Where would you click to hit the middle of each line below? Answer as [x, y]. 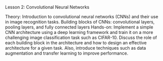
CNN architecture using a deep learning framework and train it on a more [79, 32]
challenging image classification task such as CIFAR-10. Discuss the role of [81, 37]
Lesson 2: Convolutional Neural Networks [47, 7]
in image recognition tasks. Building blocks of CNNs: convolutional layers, [80, 22]
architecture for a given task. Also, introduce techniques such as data [76, 48]
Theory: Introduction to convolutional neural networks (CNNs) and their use [82, 16]
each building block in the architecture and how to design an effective [76, 43]
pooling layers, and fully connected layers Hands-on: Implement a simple [79, 27]
